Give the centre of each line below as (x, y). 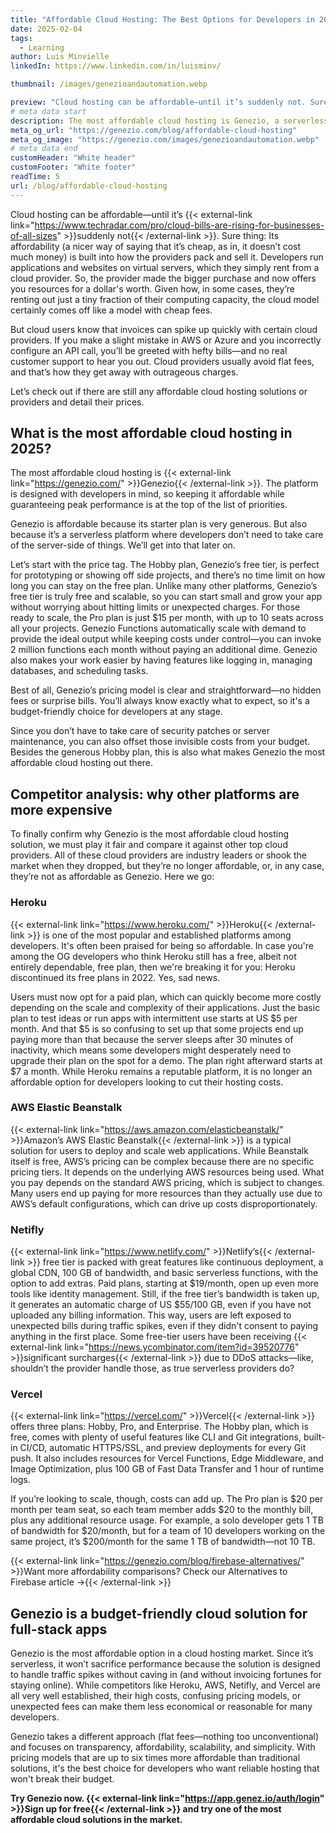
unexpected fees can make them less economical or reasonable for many (161, 1707)
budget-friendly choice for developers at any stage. (116, 712)
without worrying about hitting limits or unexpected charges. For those (155, 607)
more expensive (61, 809)
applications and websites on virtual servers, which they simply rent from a (165, 267)
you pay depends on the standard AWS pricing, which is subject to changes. (167, 1182)
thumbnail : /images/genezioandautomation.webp (109, 84)
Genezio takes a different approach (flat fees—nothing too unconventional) (165, 1737)
